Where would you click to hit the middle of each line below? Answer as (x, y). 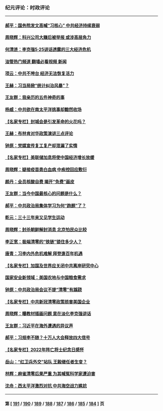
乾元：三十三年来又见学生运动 (35, 217)
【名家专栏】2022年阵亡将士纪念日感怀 (44, 349)
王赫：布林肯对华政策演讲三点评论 (39, 133)
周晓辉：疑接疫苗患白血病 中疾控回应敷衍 (46, 170)
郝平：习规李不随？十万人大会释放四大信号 (48, 338)
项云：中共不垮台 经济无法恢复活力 (40, 73)
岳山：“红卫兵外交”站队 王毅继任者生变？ (46, 362)
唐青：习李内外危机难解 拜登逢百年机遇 (44, 254)
